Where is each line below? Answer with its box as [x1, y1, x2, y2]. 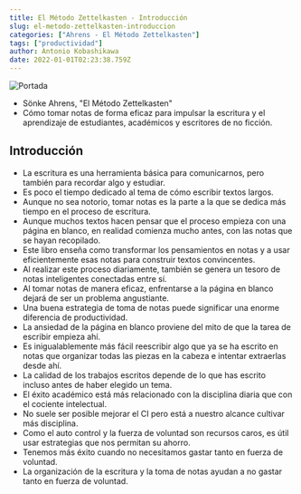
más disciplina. [22, 418, 79, 429]
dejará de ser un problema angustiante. [22, 292, 170, 304]
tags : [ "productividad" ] [9, 38, 103, 48]
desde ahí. [22, 360, 62, 371]
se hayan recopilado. [22, 235, 101, 246]
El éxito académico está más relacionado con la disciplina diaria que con [22, 389, 293, 400]
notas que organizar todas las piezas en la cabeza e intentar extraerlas [22, 350, 287, 361]
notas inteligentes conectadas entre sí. [22, 273, 167, 284]
